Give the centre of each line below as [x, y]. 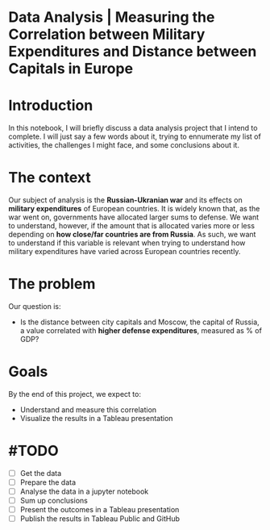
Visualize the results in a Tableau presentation [96, 418]
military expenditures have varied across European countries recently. [125, 252]
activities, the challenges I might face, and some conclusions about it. [124, 145]
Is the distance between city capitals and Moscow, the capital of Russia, [139, 322]
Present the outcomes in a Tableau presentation [100, 510]
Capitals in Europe [71, 69]
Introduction [51, 106]
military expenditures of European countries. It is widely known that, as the [134, 209]
